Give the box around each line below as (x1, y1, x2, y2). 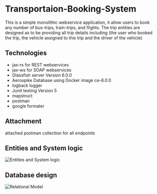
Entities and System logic (5, 144, 83, 152)
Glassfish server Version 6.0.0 (12, 72, 72, 78)
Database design (5, 171, 57, 179)
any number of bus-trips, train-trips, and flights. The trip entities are (5, 24, 140, 30)
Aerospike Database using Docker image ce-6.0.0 (12, 77, 112, 83)
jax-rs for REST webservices (12, 62, 69, 67)
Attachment (5, 117, 42, 126)
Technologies (5, 49, 47, 57)
